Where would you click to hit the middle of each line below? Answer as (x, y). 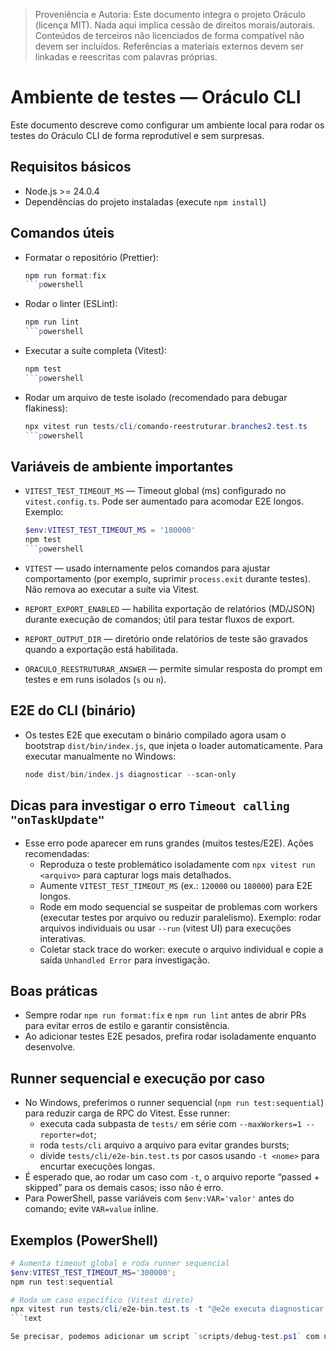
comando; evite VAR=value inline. (91, 1209)
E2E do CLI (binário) (73, 710)
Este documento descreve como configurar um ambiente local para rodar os (167, 125)
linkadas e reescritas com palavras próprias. (126, 57)
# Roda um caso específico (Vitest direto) (102, 1300)
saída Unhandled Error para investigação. (125, 960)
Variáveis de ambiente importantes (122, 466)
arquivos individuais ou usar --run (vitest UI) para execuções (165, 928)
